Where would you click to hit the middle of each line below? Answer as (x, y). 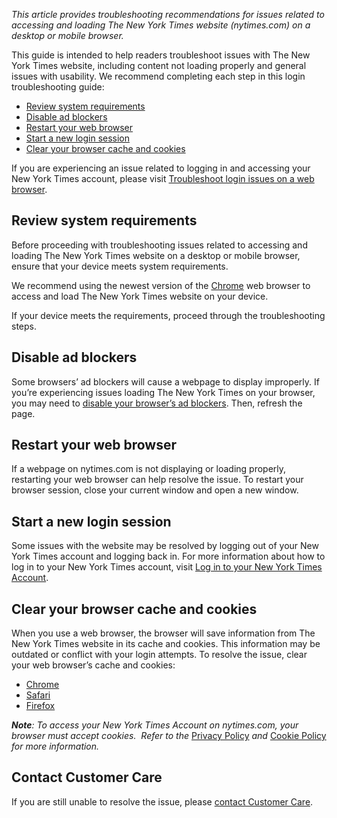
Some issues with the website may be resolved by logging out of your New (165, 546)
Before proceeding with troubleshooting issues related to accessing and (159, 245)
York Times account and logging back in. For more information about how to (168, 556)
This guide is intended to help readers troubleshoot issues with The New (161, 55)
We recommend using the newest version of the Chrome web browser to (161, 285)
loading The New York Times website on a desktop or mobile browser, (156, 255)
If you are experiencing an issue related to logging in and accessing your (161, 168)
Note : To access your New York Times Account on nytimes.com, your (155, 725)
